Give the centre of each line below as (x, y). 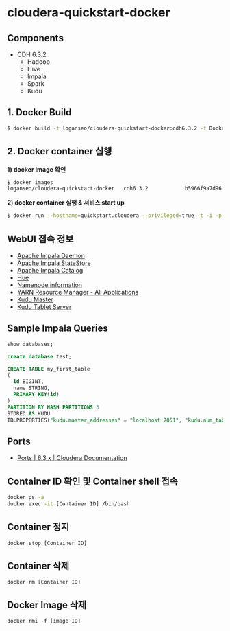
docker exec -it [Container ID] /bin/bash (68, 504)
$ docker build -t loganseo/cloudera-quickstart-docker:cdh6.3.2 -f (107, 128)
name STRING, (32, 388)
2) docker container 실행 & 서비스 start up (66, 203)
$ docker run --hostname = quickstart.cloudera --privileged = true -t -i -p (115, 216)
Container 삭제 (38, 565)
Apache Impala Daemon (51, 255)
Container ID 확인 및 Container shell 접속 (92, 481)
